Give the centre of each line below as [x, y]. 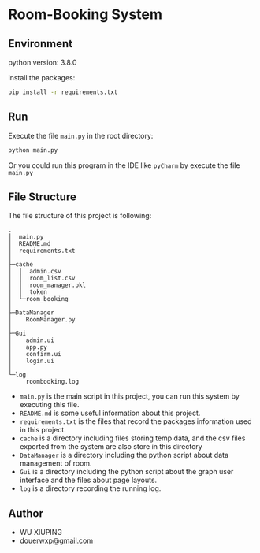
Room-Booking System [85, 15]
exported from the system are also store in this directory [111, 447]
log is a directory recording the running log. [90, 488]
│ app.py [28, 347]
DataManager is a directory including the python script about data [124, 455]
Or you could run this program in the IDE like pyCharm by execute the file [124, 165]
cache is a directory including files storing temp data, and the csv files [132, 438]
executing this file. [49, 405]
